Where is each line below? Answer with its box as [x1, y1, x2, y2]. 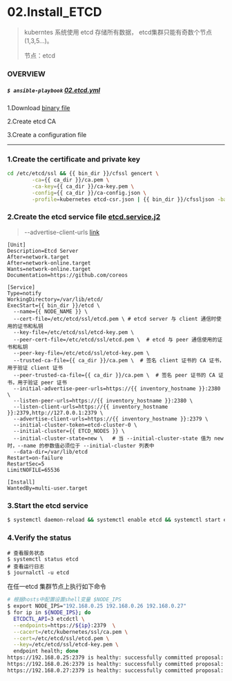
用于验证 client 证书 [7, 364, 64, 371]
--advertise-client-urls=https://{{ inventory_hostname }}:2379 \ [13, 415, 209, 423]
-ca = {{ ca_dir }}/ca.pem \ [32, 177, 110, 184]
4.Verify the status [7, 533, 72, 542]
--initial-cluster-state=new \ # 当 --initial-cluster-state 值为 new [13, 434, 224, 442]
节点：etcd [23, 51, 55, 60]
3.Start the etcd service [7, 500, 88, 510]
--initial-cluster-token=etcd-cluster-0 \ [13, 421, 137, 428]
